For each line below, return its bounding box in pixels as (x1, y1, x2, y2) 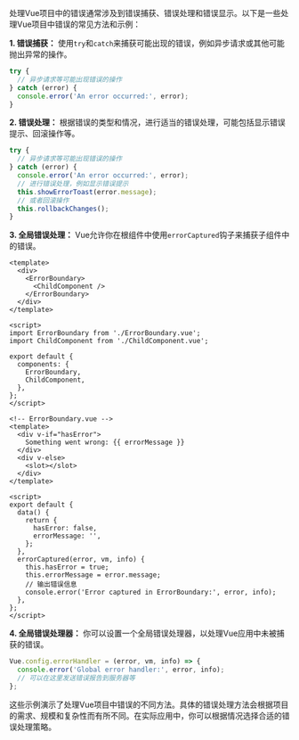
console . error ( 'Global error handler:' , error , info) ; (17, 665, 225, 675)
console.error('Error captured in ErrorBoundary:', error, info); (25, 588, 277, 597)
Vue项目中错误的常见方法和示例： (16, 19, 141, 29)
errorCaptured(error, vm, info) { (17, 555, 145, 564)
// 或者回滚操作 (17, 195, 69, 205)
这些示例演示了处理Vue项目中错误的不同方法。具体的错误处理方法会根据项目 (9, 699, 289, 710)
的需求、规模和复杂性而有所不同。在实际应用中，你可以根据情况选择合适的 (9, 710, 282, 720)
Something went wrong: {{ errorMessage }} (25, 438, 185, 448)
